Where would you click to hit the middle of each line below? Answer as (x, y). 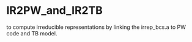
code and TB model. (32, 33)
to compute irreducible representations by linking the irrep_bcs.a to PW (96, 27)
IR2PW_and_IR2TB (54, 10)
